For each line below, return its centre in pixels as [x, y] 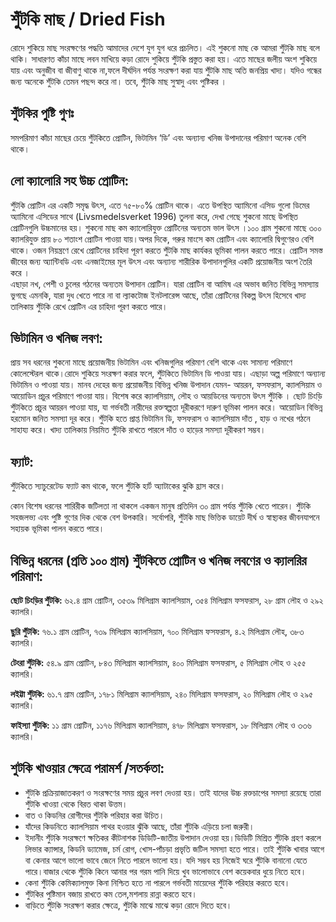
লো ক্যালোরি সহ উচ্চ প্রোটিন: [70, 181]
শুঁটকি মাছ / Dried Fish [88, 19]
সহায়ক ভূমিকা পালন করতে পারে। [57, 529]
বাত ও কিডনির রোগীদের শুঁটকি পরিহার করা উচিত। [94, 815]
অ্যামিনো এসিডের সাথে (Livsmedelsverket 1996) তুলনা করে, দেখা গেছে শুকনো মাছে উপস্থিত [154, 216]
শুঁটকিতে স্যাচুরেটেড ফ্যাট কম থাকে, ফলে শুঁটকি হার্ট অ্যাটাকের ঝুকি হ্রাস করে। [118, 486]
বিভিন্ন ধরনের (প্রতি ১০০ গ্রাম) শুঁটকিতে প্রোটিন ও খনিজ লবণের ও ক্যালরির [158, 560]
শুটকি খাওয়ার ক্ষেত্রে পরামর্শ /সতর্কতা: [87, 768]
